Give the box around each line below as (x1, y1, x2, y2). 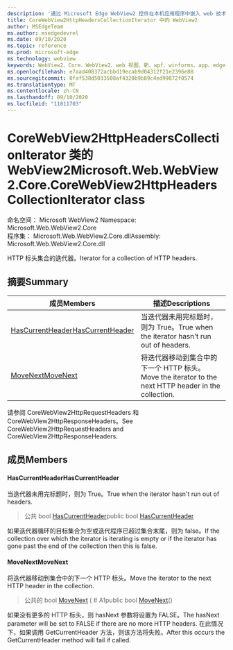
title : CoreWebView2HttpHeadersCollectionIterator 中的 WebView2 (7, 17, 198, 24)
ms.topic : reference (7, 42, 67, 49)
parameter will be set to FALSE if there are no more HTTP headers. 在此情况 (7, 619, 224, 628)
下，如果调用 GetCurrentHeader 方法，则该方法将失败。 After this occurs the (7, 628, 225, 637)
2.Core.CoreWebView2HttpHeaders (7, 178, 218, 193)
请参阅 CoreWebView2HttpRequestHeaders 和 (7, 408, 139, 416)
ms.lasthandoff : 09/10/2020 (7, 94, 89, 101)
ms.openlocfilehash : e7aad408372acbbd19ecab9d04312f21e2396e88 (7, 68, 194, 75)
